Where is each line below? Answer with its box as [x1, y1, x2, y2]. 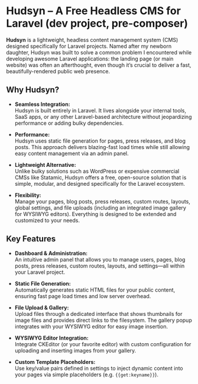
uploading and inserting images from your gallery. [14, 347, 137, 354]
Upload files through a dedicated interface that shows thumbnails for [14, 310, 183, 317]
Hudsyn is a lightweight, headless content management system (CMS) [6, 36, 178, 43]
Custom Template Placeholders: [14, 358, 96, 365]
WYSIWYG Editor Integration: [14, 334, 89, 341]
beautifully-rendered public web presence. [6, 67, 111, 75]
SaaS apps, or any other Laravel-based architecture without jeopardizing [14, 113, 192, 120]
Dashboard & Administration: [14, 250, 88, 257]
